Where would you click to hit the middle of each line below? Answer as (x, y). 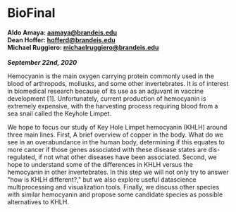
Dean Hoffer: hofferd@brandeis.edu (61, 39)
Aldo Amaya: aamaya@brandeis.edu (62, 32)
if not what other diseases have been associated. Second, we (128, 157)
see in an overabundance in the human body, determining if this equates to (116, 142)
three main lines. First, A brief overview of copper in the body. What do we (116, 135)
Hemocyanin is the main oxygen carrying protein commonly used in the (111, 76)
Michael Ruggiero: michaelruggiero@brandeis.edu (83, 47)
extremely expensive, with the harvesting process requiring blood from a (113, 106)
